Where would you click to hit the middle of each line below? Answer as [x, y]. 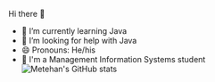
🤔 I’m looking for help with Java [79, 41]
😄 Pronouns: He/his [58, 50]
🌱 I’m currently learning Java [74, 31]
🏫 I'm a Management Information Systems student [113, 59]
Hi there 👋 [27, 14]
